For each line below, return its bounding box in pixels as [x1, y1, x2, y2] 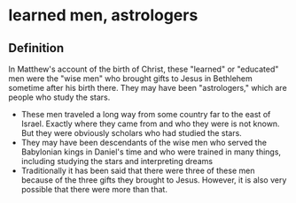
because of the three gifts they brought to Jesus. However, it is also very [20, 175, 287, 185]
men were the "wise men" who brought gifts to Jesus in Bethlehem [8, 73, 253, 84]
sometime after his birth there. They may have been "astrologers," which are [8, 83, 287, 93]
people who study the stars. [8, 92, 111, 102]
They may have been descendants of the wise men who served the [20, 138, 268, 147]
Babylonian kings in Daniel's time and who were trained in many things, [20, 147, 281, 157]
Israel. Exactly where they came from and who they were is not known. [20, 118, 280, 129]
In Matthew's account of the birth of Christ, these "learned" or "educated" [8, 64, 279, 74]
